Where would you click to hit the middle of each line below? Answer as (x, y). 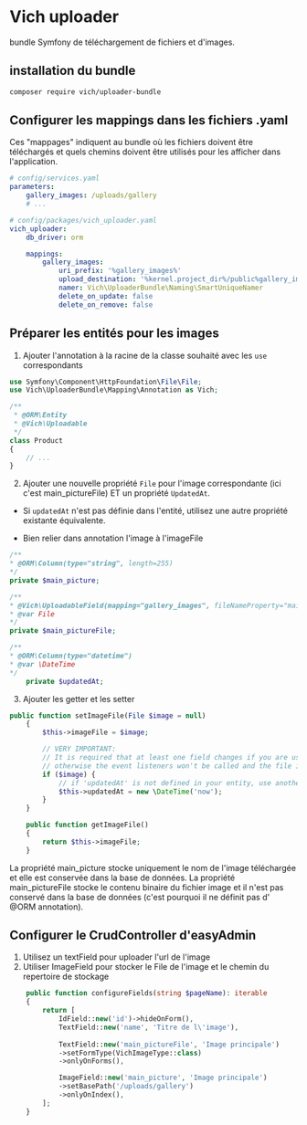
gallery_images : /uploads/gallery (91, 195)
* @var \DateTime (42, 664)
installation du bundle (73, 71)
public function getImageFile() (87, 825)
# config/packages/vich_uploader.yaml (83, 220)
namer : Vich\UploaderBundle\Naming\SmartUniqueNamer (160, 288)
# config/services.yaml (55, 179)
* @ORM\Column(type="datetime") (71, 656)
